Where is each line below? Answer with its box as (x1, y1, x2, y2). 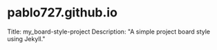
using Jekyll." (7, 34, 46, 42)
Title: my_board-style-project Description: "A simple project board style (7, 27, 211, 36)
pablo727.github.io (7, 5, 117, 21)
